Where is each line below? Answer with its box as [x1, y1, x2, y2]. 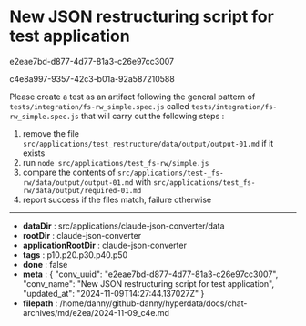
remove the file [22, 127, 80, 138]
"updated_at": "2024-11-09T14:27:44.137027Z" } [22, 288, 205, 299]
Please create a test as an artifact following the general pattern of [9, 91, 256, 102]
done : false [22, 259, 68, 270]
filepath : [22, 298, 58, 309]
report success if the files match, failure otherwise [22, 194, 212, 205]
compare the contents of [22, 167, 117, 178]
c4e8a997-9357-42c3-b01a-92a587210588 [9, 73, 175, 84]
